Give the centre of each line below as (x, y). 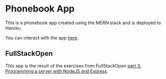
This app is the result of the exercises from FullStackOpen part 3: (73, 65)
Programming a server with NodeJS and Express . (57, 71)
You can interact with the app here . (42, 38)
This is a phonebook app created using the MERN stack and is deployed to (83, 23)
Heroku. (13, 28)
